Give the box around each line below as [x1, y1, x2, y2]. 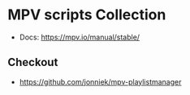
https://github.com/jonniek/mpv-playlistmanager [19, 76, 182, 86]
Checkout [7, 56, 58, 69]
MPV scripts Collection [7, 6, 166, 24]
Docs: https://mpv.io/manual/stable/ [19, 32, 140, 42]
